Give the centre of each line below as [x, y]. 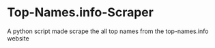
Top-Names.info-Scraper [80, 13]
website [18, 38]
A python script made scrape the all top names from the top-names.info [108, 31]
